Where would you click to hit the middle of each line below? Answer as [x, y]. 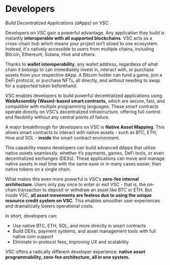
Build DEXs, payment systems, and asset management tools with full [84, 231]
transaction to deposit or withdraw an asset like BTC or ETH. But [85, 190]
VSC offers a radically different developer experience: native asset [75, 251]
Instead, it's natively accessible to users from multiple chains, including [80, 49]
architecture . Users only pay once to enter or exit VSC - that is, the [76, 184]
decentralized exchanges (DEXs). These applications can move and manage [85, 158]
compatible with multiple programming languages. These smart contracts [82, 106]
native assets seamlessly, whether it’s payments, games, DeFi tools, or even [84, 153]
